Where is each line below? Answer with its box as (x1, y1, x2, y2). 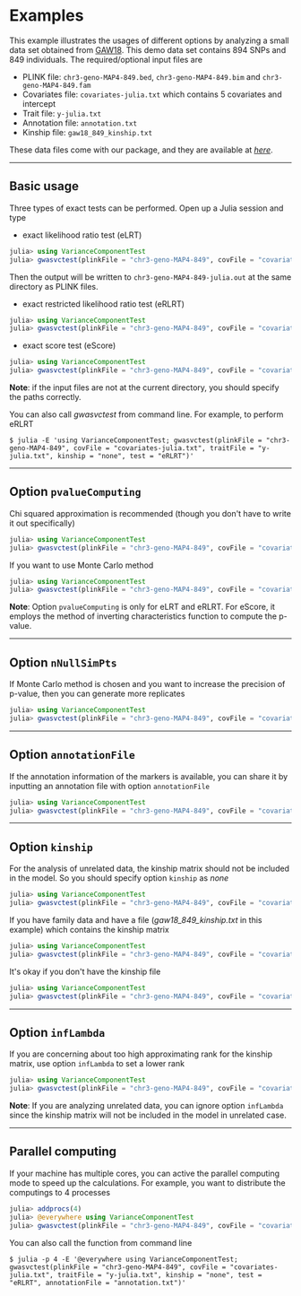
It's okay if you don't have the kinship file (9, 966, 161, 977)
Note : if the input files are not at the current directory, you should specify (9, 382, 279, 393)
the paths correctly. (9, 392, 82, 402)
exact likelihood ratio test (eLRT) (21, 230, 142, 240)
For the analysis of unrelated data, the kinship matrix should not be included (9, 863, 289, 874)
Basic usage (9, 178, 79, 194)
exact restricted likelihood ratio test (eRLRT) (21, 298, 185, 309)
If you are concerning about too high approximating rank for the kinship (9, 1048, 273, 1059)
